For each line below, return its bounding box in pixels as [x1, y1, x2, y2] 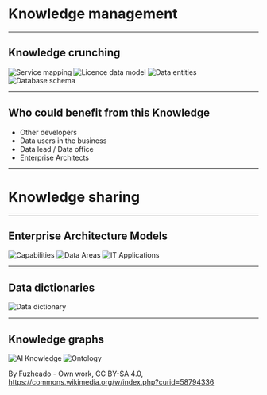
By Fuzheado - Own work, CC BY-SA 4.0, [8, 369, 144, 378]
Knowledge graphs [8, 332, 105, 346]
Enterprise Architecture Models [8, 229, 168, 242]
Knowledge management [8, 5, 178, 23]
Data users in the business [19, 136, 107, 145]
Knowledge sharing [8, 188, 141, 206]
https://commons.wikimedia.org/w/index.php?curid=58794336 [8, 377, 215, 386]
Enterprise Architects [19, 153, 90, 162]
